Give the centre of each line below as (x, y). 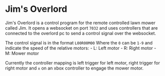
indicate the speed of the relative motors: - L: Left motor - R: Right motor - (81, 48)
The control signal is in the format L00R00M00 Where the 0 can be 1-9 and (79, 42)
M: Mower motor (22, 53)
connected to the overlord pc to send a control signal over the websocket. (81, 33)
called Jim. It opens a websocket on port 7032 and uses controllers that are (82, 28)
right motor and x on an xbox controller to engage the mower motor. (74, 68)
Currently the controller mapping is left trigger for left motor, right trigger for (82, 63)
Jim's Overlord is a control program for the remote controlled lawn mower (80, 23)
